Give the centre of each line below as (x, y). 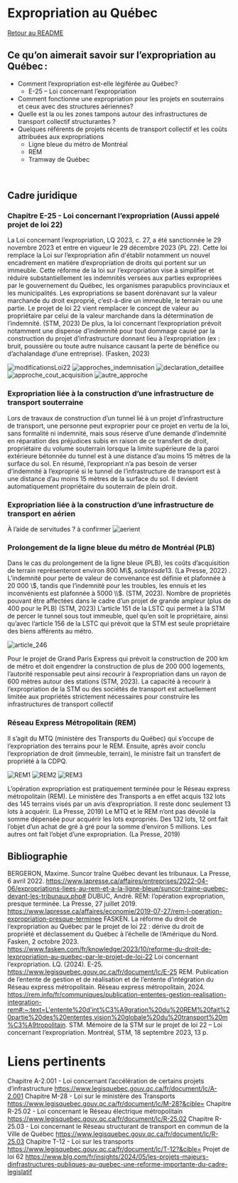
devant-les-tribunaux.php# (47, 897)
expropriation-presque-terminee (55, 919)
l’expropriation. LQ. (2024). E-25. (55, 964)
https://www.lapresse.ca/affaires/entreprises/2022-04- (127, 881)
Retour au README (36, 33)
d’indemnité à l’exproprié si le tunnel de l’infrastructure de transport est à (114, 471)
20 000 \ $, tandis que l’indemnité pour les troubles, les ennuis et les (107, 586)
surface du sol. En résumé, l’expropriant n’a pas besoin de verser (102, 463)
